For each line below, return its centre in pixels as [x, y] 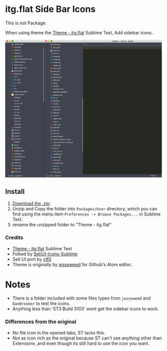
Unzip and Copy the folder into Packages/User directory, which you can [85, 209]
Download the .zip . [32, 203]
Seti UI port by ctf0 [32, 259]
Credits [14, 238]
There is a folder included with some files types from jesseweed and [81, 298]
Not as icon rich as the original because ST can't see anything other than [87, 338]
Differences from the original [41, 322]
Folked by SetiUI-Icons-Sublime [45, 254]
